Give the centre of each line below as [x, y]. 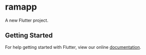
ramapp [21, 7]
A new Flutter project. [27, 20]
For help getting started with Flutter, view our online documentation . [73, 47]
